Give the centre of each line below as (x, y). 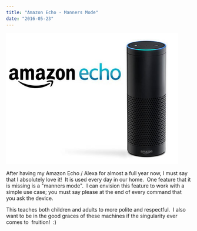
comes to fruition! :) (31, 222)
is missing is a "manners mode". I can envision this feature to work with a (95, 186)
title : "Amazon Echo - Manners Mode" (52, 12)
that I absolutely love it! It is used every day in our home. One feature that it (98, 179)
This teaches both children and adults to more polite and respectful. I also (96, 209)
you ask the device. (30, 198)
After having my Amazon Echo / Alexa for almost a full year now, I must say (97, 173)
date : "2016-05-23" (30, 19)
